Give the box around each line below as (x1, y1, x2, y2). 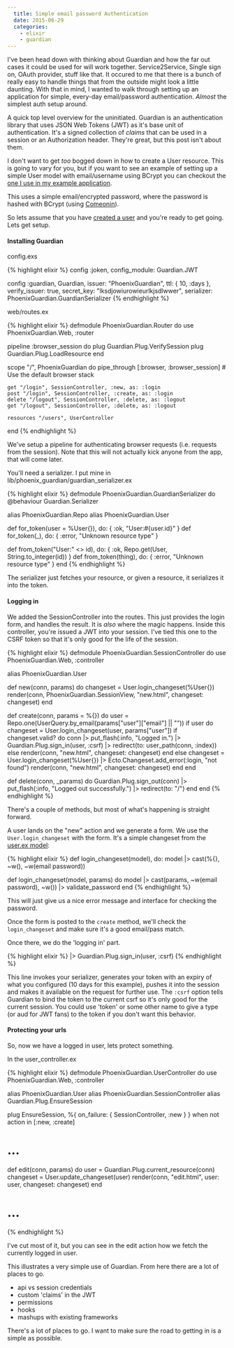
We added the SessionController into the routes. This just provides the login (7, 613, 225, 621)
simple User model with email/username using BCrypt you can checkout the (7, 172, 226, 180)
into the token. (7, 581, 49, 589)
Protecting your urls (7, 1026, 67, 1034)
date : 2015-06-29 (13, 17, 64, 24)
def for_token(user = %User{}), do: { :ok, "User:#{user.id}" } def (7, 525, 191, 533)
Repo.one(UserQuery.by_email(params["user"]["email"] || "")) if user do (7, 719, 214, 727)
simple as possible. (7, 1333, 63, 1342)
